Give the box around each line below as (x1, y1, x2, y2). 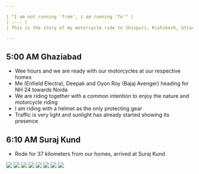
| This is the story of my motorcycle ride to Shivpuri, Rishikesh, (6, 25, 179, 31)
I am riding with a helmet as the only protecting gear (14, 105, 142, 112)
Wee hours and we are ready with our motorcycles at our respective (14, 67, 181, 74)
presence (14, 117, 38, 124)
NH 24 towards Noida (14, 86, 68, 93)
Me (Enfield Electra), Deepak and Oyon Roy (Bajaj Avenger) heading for (14, 80, 189, 87)
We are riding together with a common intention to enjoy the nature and (14, 93, 190, 100)
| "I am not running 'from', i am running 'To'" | (6, 14, 134, 19)
